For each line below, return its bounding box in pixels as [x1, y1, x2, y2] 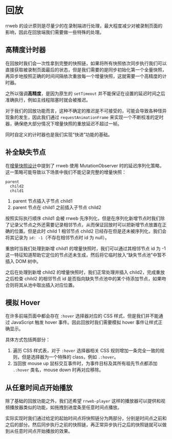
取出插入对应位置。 [36, 282, 77, 288]
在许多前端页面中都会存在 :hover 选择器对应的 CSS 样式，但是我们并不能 [5, 313, 159, 319]
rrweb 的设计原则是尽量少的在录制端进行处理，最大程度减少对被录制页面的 [5, 23, 163, 29]
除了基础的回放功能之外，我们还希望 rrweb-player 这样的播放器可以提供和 [5, 398, 161, 404]
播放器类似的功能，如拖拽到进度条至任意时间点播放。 [9, 404, 122, 411]
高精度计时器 [5, 46, 46, 54]
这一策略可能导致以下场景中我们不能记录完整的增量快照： [5, 169, 126, 175]
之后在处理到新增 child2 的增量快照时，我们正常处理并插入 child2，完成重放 [5, 269, 165, 275]
